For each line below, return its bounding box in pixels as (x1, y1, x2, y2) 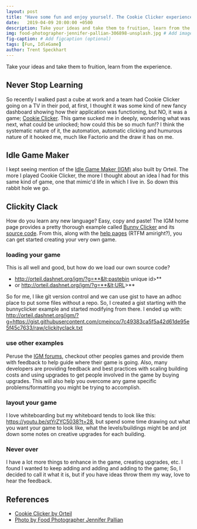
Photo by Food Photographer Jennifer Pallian (14, 516, 124, 524)
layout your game (6, 398, 57, 407)
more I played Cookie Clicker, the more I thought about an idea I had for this (6, 172, 189, 179)
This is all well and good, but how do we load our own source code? (6, 264, 170, 271)
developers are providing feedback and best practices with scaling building (6, 365, 188, 372)
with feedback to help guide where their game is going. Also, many (6, 358, 168, 365)
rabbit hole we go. (6, 185, 50, 192)
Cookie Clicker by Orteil (14, 510, 72, 517)
